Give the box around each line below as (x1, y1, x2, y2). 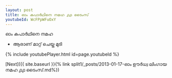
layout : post (5, 7, 33, 13)
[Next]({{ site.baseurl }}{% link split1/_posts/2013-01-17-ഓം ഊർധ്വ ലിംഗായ (5, 61, 167, 67)
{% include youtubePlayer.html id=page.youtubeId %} (5, 51, 120, 58)
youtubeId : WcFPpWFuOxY (5, 17, 56, 22)
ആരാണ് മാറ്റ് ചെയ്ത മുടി (12, 41, 63, 47)
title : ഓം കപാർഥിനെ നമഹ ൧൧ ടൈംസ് (5, 12, 89, 17)
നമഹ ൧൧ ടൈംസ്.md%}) (5, 67, 60, 73)
